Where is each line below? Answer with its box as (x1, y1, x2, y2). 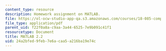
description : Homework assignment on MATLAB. (5, 12, 100, 17)
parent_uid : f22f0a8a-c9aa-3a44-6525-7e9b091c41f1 (5, 25, 112, 30)
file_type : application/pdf (5, 20, 63, 26)
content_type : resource (5, 7, 54, 12)
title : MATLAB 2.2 (5, 34, 43, 39)
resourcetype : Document (5, 30, 54, 34)
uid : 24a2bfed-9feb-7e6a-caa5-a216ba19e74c (5, 39, 96, 44)
